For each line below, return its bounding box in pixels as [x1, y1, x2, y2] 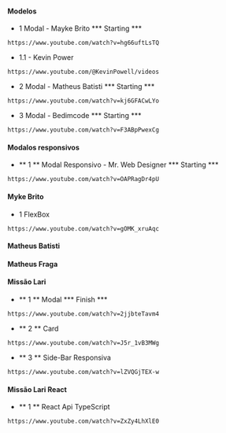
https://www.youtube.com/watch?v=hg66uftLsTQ [7, 39, 159, 47]
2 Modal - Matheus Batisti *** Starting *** [18, 82, 155, 91]
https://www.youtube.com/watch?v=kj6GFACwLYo [7, 97, 159, 105]
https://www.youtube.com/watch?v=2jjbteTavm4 [7, 310, 159, 318]
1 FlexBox [18, 209, 50, 219]
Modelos [7, 6, 37, 16]
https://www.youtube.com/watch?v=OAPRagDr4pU [7, 176, 159, 183]
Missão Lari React [7, 384, 68, 394]
